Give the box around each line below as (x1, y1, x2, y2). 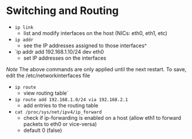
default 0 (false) (23, 127, 63, 134)
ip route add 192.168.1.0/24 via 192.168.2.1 (14, 96, 128, 103)
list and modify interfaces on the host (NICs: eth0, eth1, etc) (23, 29, 167, 36)
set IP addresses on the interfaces (23, 54, 107, 61)
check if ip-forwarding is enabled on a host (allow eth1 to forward (23, 114, 181, 121)
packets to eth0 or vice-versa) (23, 120, 97, 127)
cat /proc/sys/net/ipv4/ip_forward (14, 109, 102, 115)
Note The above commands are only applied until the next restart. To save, (6, 65, 187, 72)
